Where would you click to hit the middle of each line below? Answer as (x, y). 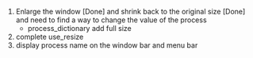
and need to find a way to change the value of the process (111, 20)
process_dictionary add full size (80, 28)
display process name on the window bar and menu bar (107, 45)
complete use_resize (50, 37)
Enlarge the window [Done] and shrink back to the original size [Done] (130, 12)
